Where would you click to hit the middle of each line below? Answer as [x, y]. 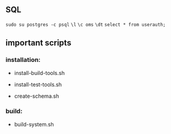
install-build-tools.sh [39, 73]
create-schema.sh [37, 96]
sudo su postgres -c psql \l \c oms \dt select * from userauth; [85, 24]
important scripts [39, 43]
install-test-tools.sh [38, 84]
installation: [23, 60]
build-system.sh [34, 124]
